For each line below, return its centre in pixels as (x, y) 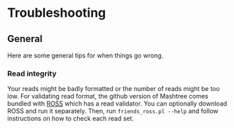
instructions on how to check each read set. (71, 119)
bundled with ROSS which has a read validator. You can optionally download (117, 104)
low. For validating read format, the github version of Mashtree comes (108, 97)
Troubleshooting (57, 13)
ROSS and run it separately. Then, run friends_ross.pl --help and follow (113, 111)
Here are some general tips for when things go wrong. (85, 55)
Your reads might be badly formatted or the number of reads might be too (113, 89)
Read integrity (32, 73)
